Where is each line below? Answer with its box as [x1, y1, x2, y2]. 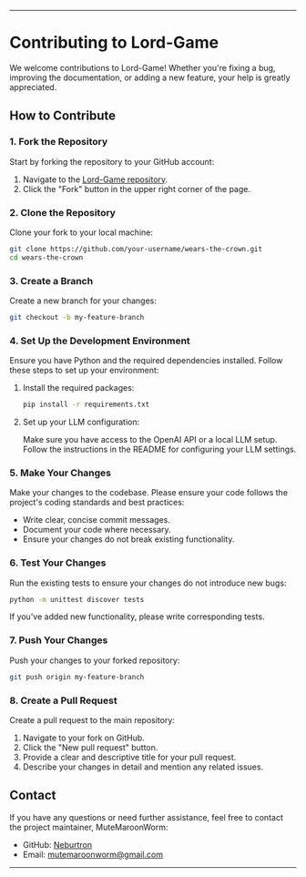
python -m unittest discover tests [9, 595, 145, 604]
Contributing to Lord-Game [9, 33, 219, 53]
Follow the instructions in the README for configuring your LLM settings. [22, 444, 297, 455]
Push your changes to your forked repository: [9, 655, 180, 666]
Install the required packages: [22, 382, 135, 393]
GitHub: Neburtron [22, 839, 93, 850]
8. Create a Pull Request [9, 694, 117, 707]
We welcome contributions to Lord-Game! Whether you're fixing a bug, [9, 62, 276, 73]
